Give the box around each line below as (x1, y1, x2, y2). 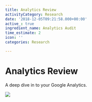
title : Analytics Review (5, 7, 56, 12)
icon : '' (5, 35, 23, 40)
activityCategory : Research (5, 12, 63, 17)
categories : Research (5, 40, 50, 45)
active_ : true (5, 21, 35, 26)
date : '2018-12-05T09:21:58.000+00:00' (5, 16, 88, 21)
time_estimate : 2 (5, 30, 41, 35)
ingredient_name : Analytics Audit (5, 26, 77, 31)
